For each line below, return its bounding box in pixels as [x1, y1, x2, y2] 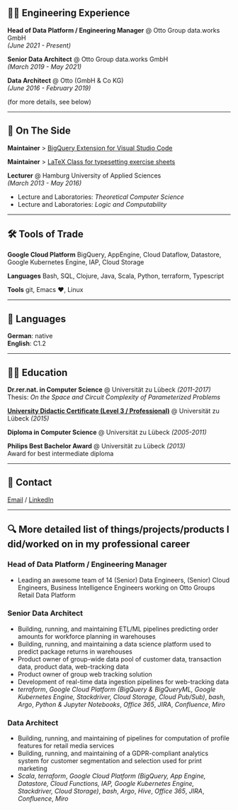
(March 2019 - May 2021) [7, 62, 82, 71]
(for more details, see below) [7, 97, 92, 106]
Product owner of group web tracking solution [17, 669, 152, 679]
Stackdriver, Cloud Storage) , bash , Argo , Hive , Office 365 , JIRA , [17, 787, 205, 796]
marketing [17, 765, 47, 773]
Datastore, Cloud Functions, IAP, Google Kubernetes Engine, [17, 779, 195, 788]
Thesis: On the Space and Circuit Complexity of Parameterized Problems [7, 393, 221, 401]
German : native [7, 332, 53, 340]
